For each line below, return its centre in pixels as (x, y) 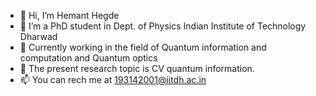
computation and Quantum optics (88, 58)
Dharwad (38, 36)
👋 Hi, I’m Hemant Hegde (69, 15)
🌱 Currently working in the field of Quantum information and (143, 47)
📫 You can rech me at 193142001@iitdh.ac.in (113, 79)
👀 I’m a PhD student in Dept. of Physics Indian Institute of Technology (163, 26)
